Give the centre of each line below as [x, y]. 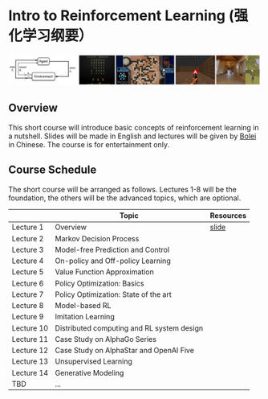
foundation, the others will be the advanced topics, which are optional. [125, 198]
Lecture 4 [28, 261]
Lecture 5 [28, 272]
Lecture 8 [28, 306]
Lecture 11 [30, 339]
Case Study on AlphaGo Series [106, 339]
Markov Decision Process [97, 238]
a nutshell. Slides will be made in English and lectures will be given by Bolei [132, 136]
